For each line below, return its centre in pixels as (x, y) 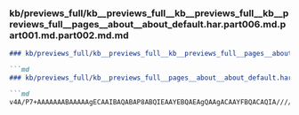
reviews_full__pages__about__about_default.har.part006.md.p (148, 24)
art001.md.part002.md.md (69, 35)
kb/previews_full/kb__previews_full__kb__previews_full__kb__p (149, 13)
